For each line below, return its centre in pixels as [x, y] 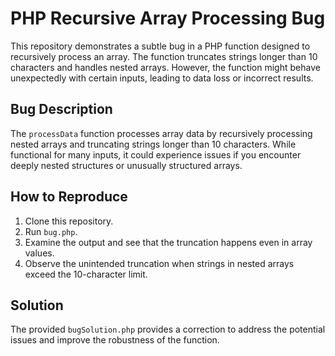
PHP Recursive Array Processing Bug [168, 18]
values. [39, 253]
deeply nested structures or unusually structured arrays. [126, 165]
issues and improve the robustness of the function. [115, 340]
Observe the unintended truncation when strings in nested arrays [159, 263]
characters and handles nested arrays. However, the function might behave [165, 67]
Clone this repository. [69, 221]
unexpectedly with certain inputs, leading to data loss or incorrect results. [162, 78]
